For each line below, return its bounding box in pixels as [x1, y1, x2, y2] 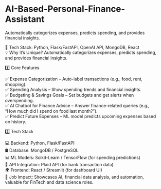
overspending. [5, 97, 34, 103]
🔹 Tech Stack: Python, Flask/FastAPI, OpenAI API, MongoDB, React [5, 44, 140, 50]
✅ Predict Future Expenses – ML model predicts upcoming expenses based [5, 113, 156, 119]
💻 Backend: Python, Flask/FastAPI [5, 140, 74, 146]
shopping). [5, 81, 27, 87]
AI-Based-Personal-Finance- [5, 3, 125, 15]
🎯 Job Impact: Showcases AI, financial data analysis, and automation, [5, 174, 144, 180]
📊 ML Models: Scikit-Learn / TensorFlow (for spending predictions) [5, 155, 141, 160]
